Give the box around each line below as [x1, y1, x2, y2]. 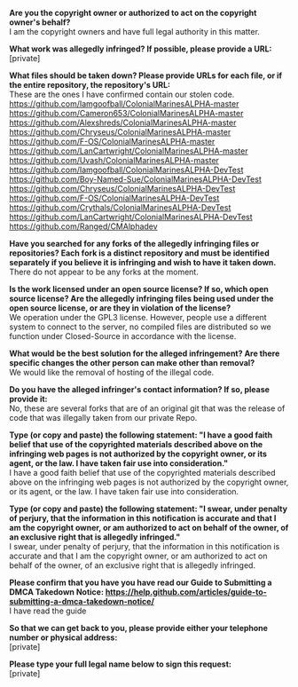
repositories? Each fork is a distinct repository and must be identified [9, 248, 270, 258]
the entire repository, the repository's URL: [9, 80, 171, 90]
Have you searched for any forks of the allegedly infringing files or [9, 239, 260, 249]
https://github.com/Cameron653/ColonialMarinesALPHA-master [9, 108, 244, 118]
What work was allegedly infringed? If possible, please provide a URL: [9, 43, 272, 54]
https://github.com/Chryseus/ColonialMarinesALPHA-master [9, 127, 231, 137]
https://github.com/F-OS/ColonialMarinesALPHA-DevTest [9, 193, 220, 203]
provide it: [9, 394, 48, 404]
